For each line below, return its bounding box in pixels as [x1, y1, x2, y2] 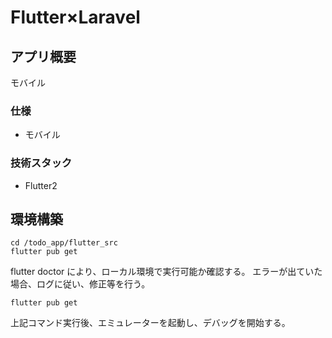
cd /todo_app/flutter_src [10, 238, 118, 248]
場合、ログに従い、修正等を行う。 [10, 278, 151, 290]
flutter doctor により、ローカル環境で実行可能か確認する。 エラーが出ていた [10, 266, 323, 278]
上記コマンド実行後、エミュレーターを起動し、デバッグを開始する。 [10, 317, 291, 329]
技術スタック [10, 156, 73, 170]
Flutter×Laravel [10, 6, 141, 29]
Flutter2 [24, 179, 58, 191]
